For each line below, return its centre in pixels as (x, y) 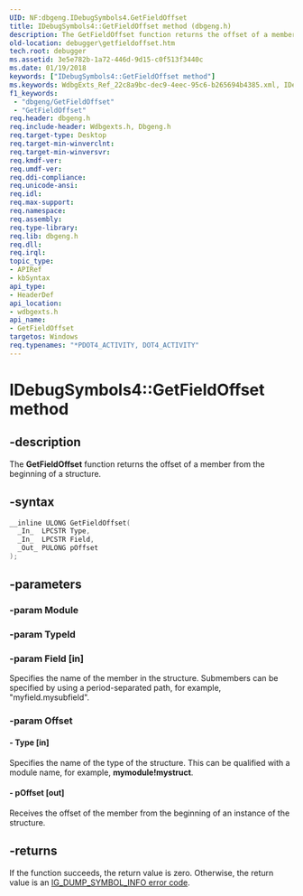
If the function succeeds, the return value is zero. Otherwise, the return (142, 873)
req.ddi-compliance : (48, 177)
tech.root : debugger (48, 51)
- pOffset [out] (37, 793)
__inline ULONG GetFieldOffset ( (70, 523)
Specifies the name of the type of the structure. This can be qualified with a (150, 762)
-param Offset (41, 721)
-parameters (46, 585)
